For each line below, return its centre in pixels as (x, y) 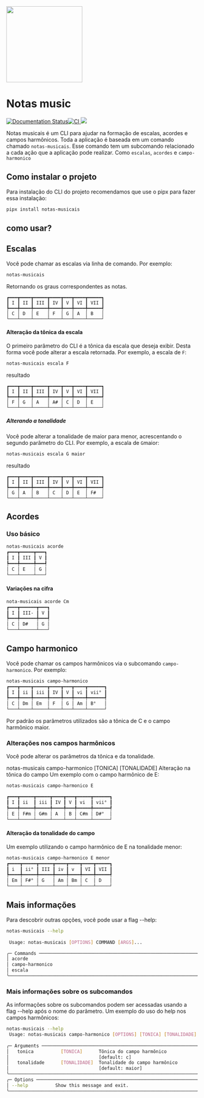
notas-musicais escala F (38, 363)
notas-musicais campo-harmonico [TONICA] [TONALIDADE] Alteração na (98, 768)
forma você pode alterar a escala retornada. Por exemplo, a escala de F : (97, 352)
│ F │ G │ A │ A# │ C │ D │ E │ (55, 402)
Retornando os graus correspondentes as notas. (67, 286)
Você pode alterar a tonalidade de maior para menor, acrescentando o (94, 436)
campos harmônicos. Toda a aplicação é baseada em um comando (90, 139)
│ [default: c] (69, 1057)
